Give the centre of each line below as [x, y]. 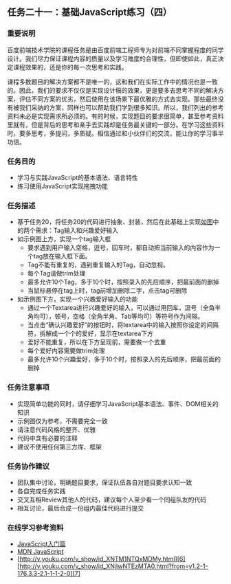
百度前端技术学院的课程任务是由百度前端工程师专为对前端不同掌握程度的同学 [115, 49]
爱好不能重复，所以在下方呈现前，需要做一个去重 [97, 342]
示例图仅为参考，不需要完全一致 [62, 420]
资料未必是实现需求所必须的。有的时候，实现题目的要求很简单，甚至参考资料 [115, 116]
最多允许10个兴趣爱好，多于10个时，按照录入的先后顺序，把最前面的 [124, 359]
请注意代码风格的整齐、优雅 [56, 429]
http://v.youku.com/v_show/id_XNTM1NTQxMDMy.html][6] [102, 559]
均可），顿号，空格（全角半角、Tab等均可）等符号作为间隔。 [119, 316]
